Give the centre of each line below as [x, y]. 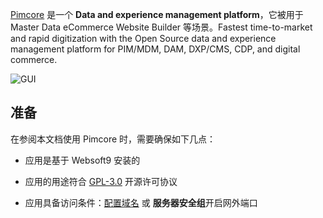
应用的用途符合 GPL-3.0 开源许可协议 [101, 181]
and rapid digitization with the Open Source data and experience [143, 38]
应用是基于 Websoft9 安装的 [82, 160]
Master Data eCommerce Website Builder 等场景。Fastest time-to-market [161, 27]
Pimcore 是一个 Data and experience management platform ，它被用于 [157, 14]
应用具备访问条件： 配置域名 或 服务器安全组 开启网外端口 [141, 202]
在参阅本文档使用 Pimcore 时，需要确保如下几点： [113, 139]
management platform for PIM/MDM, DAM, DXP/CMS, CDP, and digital [155, 49]
